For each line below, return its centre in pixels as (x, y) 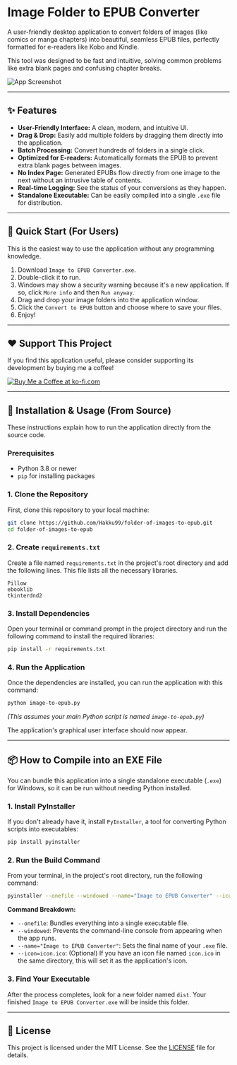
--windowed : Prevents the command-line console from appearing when (120, 931)
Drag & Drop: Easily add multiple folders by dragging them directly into (120, 135)
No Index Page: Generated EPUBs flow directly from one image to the (119, 172)
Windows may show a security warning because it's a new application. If (123, 285)
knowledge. (24, 256)
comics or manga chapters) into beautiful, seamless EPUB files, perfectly (114, 39)
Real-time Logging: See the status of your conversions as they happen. (122, 187)
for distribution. (40, 203)
